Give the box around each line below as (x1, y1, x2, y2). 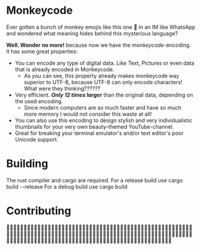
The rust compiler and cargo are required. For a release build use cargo (6, 176, 183, 183)
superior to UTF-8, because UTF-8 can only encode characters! (23, 79, 183, 86)
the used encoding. (14, 97, 63, 105)
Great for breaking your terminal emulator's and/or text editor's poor (14, 129, 184, 137)
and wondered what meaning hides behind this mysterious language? (6, 29, 178, 37)
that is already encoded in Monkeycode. (14, 65, 115, 73)
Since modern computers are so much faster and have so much (23, 104, 182, 111)
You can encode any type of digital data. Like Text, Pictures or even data (14, 59, 195, 67)
